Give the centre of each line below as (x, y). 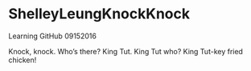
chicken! (23, 60)
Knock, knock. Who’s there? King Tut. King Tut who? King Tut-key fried (126, 51)
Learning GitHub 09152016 (52, 36)
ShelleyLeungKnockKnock (99, 14)
